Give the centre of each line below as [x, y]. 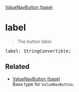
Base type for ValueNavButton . [43, 84]
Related [17, 67]
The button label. [35, 41]
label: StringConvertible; [38, 51]
